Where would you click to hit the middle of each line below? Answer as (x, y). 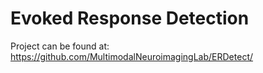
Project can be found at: (60, 46)
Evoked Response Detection (130, 18)
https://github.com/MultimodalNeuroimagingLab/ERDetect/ (132, 56)
